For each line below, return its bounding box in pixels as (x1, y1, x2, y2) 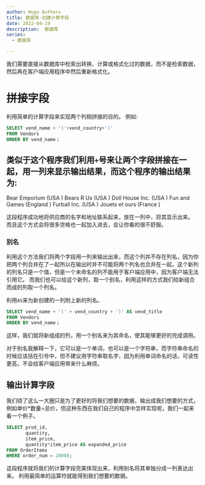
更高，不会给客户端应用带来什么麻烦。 (6, 360, 103, 367)
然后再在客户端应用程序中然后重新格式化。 (6, 68, 113, 75)
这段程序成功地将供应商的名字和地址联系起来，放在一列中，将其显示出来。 (6, 213, 193, 221)
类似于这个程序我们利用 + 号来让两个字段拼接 (6, 155, 171, 165)
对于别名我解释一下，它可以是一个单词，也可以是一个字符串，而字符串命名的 (6, 345, 199, 352)
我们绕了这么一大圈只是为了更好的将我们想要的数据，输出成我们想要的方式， (6, 397, 199, 404)
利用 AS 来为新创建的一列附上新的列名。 (6, 296, 103, 304)
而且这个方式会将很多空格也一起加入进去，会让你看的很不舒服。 (6, 221, 167, 228)
